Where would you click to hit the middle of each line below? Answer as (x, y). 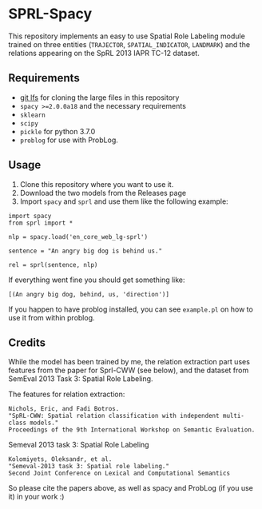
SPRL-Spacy (50, 14)
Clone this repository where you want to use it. (97, 184)
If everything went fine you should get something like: (97, 280)
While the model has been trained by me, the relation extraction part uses (129, 362)
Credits (27, 342)
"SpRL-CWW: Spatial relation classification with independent (114, 416)
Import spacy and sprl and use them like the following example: (124, 201)
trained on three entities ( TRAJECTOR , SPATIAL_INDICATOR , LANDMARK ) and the (129, 44)
